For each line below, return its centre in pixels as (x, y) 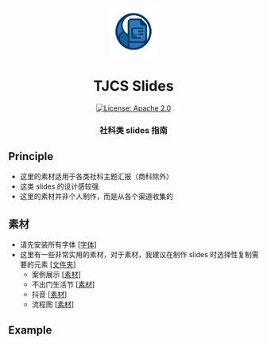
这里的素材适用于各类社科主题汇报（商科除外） (96, 177)
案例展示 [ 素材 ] (56, 275)
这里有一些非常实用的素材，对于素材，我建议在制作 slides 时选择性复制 (135, 255)
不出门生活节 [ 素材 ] (63, 284)
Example (30, 330)
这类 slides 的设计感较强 (59, 186)
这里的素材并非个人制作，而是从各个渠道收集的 (96, 197)
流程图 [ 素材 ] (52, 304)
